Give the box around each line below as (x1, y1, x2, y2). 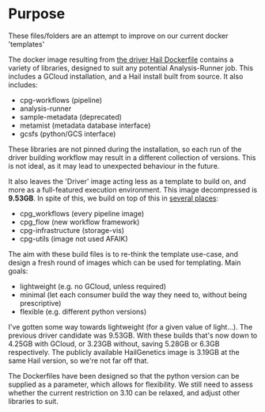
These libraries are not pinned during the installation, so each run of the (8, 144, 242, 154)
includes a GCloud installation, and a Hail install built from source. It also (8, 71, 244, 81)
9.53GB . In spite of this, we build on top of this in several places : (8, 193, 219, 203)
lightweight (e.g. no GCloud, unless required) (19, 281, 167, 291)
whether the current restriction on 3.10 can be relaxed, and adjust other (8, 387, 240, 397)
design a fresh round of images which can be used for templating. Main (8, 257, 241, 267)
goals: (8, 266, 28, 276)
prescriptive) (19, 298, 62, 307)
